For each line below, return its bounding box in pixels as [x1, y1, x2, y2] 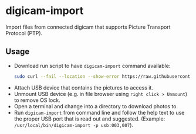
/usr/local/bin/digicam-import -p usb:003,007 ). [13, 121, 133, 128]
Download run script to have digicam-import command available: [13, 62, 171, 69]
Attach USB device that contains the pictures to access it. [13, 84, 154, 91]
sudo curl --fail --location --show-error [13, 73, 120, 80]
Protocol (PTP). [5, 29, 43, 36]
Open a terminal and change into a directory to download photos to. [13, 102, 178, 109]
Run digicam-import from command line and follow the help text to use [13, 109, 185, 116]
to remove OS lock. [13, 97, 60, 104]
